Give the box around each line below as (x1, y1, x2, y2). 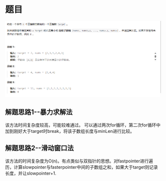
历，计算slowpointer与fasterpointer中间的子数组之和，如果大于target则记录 (5, 164, 158, 170)
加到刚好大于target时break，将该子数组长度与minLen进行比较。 (5, 128, 135, 134)
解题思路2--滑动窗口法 (5, 144, 74, 152)
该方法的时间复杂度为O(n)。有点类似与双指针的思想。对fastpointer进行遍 (5, 158, 153, 164)
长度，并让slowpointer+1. (5, 170, 57, 176)
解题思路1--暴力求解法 (5, 108, 73, 117)
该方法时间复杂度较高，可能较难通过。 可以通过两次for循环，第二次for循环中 (5, 122, 161, 128)
